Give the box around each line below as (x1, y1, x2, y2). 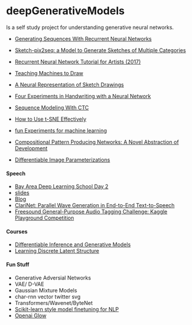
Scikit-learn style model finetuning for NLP (14, 305, 119, 313)
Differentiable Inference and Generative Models (14, 241, 131, 248)
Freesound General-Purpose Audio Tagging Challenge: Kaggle (14, 208, 168, 215)
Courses (6, 228, 28, 235)
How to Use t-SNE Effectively (14, 115, 87, 123)
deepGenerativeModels (6, 4, 125, 18)
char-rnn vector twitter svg (14, 293, 81, 300)
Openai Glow (14, 312, 47, 319)
